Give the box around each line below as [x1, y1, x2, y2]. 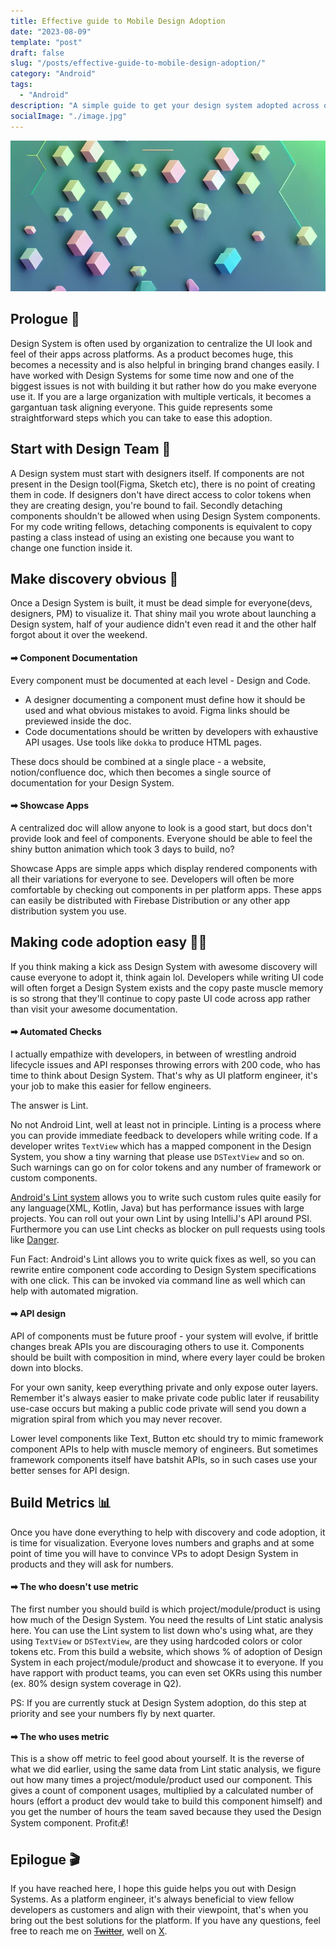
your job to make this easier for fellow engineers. [10, 1080, 212, 1092]
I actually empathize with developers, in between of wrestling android [10, 1048, 297, 1060]
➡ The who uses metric [10, 1730, 110, 1742]
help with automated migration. [10, 1285, 139, 1297]
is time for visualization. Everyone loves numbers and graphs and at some [10, 1536, 315, 1549]
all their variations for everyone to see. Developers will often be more [10, 873, 295, 885]
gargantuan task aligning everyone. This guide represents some [10, 401, 273, 413]
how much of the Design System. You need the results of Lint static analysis [10, 1614, 324, 1626]
